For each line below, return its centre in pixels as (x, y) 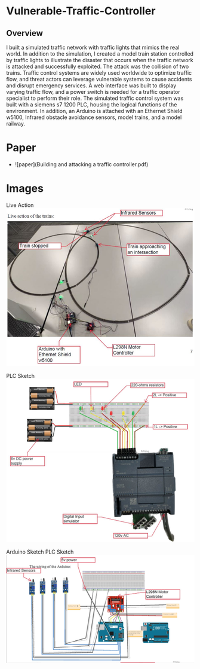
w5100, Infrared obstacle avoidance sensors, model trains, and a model (94, 117)
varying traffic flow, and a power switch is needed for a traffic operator (93, 92)
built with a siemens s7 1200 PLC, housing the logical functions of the (92, 105)
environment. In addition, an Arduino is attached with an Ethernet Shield (95, 111)
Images (25, 189)
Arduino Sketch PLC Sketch (40, 552)
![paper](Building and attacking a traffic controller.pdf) (81, 164)
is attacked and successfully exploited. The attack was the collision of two (98, 66)
